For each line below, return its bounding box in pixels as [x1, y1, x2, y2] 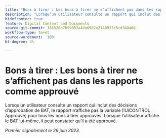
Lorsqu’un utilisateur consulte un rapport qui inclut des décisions [5, 102, 137, 108]
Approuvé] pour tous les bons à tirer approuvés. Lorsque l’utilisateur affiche [5, 112, 159, 118]
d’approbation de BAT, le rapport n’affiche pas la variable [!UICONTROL [5, 107, 151, 113]
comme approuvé [5, 86, 79, 97]
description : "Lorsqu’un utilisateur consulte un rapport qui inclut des [5, 12, 161, 17]
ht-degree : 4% [5, 39, 35, 44]
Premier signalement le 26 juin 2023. [5, 127, 80, 133]
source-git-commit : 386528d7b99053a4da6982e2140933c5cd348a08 [5, 26, 136, 31]
